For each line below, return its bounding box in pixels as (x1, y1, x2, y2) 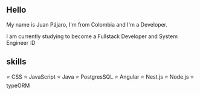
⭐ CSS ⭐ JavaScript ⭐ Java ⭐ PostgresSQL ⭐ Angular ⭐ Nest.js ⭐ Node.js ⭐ (6, 73, 195, 80)
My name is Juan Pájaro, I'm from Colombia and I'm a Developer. (6, 21, 168, 28)
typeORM (6, 82, 30, 89)
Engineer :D (6, 39, 36, 46)
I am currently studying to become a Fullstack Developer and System (6, 33, 178, 40)
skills (6, 57, 27, 67)
